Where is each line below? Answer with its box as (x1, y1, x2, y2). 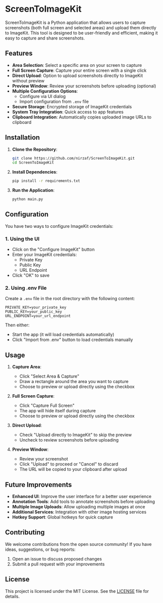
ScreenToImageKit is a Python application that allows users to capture (5, 20, 146, 25)
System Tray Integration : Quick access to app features (12, 109, 123, 115)
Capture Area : (12, 364, 41, 370)
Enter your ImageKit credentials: (12, 252, 77, 258)
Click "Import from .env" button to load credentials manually (12, 337, 133, 342)
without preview (12, 78, 45, 83)
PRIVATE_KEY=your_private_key (5, 305, 67, 310)
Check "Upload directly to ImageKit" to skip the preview (19, 432, 132, 438)
